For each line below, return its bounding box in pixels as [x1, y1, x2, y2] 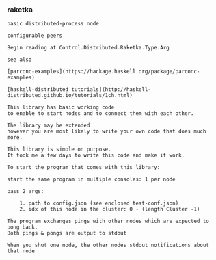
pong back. [7, 224, 38, 231]
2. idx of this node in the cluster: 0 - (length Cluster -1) [19, 206, 200, 213]
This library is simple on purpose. [7, 146, 111, 153]
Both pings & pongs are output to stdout [7, 230, 127, 237]
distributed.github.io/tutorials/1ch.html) [7, 92, 133, 99]
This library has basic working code [7, 104, 115, 111]
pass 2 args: [7, 188, 44, 195]
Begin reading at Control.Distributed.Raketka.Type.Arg [7, 44, 170, 51]
